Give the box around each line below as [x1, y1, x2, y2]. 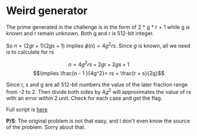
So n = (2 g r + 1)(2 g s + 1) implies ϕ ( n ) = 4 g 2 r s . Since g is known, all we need [6, 41, 191, 49]
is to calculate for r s [6, 48, 54, 55]
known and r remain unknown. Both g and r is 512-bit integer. [6, 29, 154, 36]
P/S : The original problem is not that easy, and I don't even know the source [6, 117, 190, 124]
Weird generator [6, 4, 88, 18]
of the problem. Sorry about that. [6, 123, 86, 130]
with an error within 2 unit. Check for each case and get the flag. [6, 94, 163, 101]
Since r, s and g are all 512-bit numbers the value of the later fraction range [6, 81, 188, 89]
